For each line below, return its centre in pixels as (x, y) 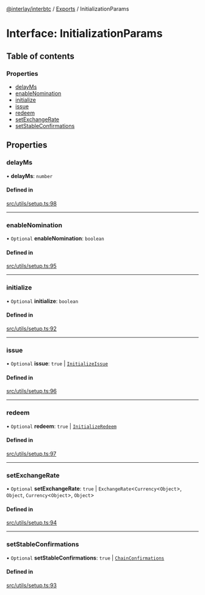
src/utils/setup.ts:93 (31, 585)
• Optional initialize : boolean (42, 301)
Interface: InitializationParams (85, 34)
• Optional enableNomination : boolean (56, 239)
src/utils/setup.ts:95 (31, 266)
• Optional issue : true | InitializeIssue (57, 364)
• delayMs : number (30, 176)
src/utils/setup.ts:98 (31, 203)
